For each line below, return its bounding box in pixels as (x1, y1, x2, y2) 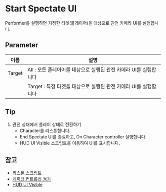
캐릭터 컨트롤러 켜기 (12, 176, 51, 182)
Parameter (5, 41, 39, 50)
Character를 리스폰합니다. (19, 128, 71, 133)
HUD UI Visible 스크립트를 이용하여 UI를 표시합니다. (19, 140, 120, 146)
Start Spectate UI (5, 3, 77, 14)
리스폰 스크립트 (12, 170, 42, 176)
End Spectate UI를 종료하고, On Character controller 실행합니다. (19, 133, 147, 139)
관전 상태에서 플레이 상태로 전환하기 (12, 121, 82, 127)
